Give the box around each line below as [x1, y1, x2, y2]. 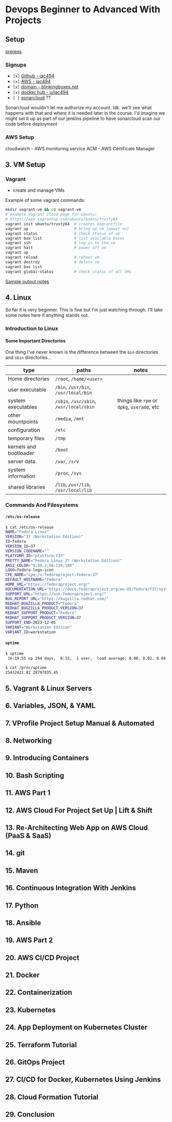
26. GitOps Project [5, 1058, 65, 1067]
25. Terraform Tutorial [5, 1041, 77, 1049]
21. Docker [5, 971, 40, 980]
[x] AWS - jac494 [12, 78, 51, 85]
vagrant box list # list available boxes [5, 236, 125, 241]
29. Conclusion [5, 1110, 55, 1119]
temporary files [8, 435, 45, 442]
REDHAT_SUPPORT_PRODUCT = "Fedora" [5, 610, 77, 616]
